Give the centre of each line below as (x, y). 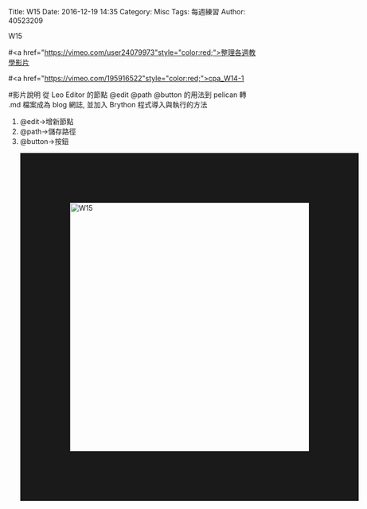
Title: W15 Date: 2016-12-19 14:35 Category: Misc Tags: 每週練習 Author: (127, 12)
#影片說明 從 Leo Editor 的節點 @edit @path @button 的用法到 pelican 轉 (127, 95)
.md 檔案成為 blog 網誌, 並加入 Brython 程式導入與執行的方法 (108, 105)
